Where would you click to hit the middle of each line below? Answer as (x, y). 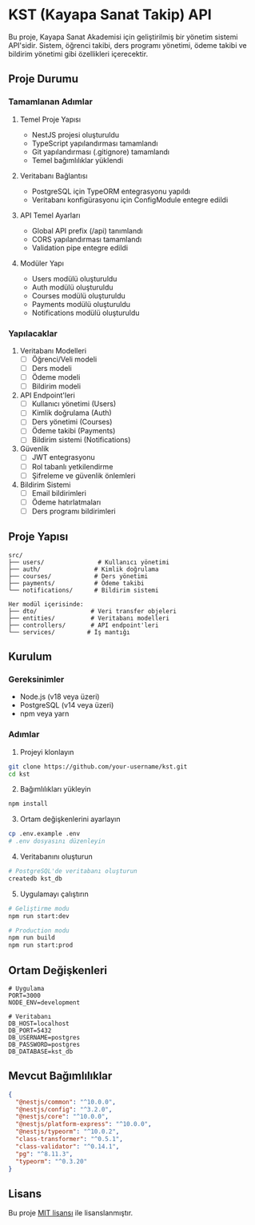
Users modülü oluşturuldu (74, 278)
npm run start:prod (41, 945)
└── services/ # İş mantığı (69, 632)
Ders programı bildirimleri (74, 511)
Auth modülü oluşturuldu (72, 287)
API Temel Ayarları (50, 215)
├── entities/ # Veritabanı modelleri (89, 618)
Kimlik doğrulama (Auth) (72, 413)
